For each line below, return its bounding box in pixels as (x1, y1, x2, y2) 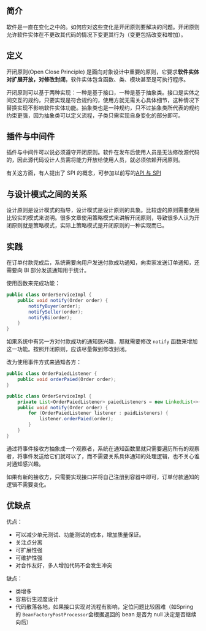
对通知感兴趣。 (6, 460, 44, 467)
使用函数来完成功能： (6, 279, 60, 287)
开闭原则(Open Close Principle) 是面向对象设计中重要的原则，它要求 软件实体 (6, 68, 199, 75)
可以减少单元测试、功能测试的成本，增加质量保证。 (15, 531, 145, 538)
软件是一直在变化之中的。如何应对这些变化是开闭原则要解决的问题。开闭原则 (6, 23, 200, 31)
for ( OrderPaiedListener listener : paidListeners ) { (28, 410, 169, 417)
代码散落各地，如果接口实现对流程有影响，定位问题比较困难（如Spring (15, 603, 194, 610)
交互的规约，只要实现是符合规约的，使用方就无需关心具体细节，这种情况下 (11, 96, 200, 104)
